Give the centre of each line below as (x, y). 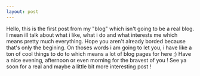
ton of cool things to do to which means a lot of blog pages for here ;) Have (99, 53)
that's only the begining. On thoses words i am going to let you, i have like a (99, 47)
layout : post (22, 12)
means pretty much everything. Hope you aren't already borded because (96, 41)
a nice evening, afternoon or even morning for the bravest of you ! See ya (96, 60)
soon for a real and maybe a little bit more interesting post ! (79, 66)
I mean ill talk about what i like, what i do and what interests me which (92, 35)
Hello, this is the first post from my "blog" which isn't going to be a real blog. (100, 28)
